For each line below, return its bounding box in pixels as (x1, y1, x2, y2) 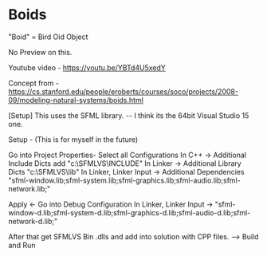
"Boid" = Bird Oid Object (8, 32, 88, 41)
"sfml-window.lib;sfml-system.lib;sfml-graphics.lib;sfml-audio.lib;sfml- (8, 175, 241, 185)
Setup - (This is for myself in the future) (8, 134, 139, 144)
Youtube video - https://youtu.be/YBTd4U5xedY (8, 62, 166, 73)
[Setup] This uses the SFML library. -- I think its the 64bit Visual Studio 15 (8, 110, 249, 120)
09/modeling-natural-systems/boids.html (8, 95, 143, 104)
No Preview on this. (8, 47, 73, 57)
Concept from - (8, 78, 60, 88)
